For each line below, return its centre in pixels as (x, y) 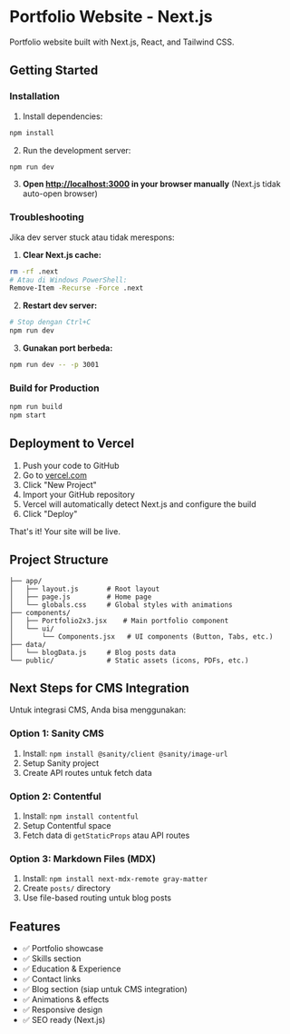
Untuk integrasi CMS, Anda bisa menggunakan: (98, 710)
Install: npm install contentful (80, 816)
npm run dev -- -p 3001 (54, 365)
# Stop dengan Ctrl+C (50, 323)
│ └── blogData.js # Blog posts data (93, 652)
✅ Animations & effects (66, 999)
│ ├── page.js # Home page (81, 597)
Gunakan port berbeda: (68, 348)
